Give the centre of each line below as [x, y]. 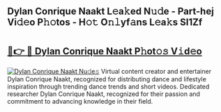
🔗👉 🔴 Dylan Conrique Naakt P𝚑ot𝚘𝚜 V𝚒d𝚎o [105, 51]
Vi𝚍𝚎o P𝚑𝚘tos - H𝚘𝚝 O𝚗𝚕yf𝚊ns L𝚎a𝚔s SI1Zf [105, 23]
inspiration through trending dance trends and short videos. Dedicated [108, 87]
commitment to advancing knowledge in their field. [80, 101]
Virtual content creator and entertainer [156, 71]
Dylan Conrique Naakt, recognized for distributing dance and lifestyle [107, 79]
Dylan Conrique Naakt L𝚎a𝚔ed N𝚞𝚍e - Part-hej [110, 11]
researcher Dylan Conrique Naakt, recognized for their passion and [104, 94]
